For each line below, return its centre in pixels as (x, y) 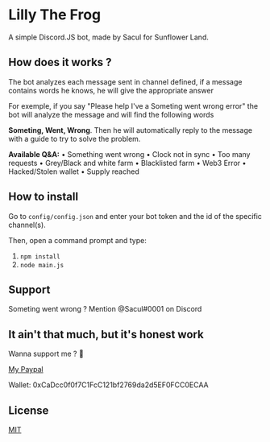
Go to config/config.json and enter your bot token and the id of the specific (135, 216)
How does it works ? (60, 62)
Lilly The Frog (55, 15)
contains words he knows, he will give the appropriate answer (111, 90)
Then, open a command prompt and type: (77, 240)
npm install (40, 256)
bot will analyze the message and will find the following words (111, 114)
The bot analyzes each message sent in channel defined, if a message (125, 81)
